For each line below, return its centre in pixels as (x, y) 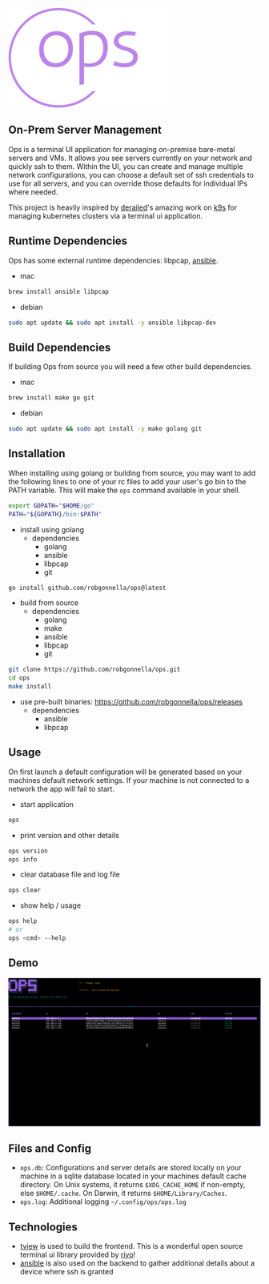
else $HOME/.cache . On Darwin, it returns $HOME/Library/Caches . (123, 1194)
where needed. (33, 191)
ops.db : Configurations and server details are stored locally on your (130, 1168)
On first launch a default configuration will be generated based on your (125, 772)
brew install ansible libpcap (59, 291)
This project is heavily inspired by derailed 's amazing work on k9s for (123, 207)
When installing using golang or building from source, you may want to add (132, 473)
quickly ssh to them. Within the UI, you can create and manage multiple (126, 166)
